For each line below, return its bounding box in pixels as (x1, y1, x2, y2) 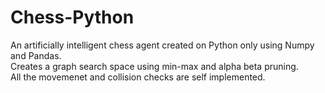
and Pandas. (10, 49, 62, 61)
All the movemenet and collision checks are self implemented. (10, 71, 266, 83)
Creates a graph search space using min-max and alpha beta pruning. (10, 60, 299, 72)
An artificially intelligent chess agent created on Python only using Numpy (10, 39, 315, 51)
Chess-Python (10, 6, 135, 29)
